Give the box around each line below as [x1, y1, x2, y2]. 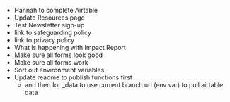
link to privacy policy [13, 36, 75, 44]
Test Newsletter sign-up [13, 21, 85, 29]
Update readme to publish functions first [13, 73, 132, 82]
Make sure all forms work [13, 58, 88, 66]
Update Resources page [13, 13, 85, 22]
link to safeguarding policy [13, 28, 92, 37]
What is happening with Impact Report [13, 44, 126, 51]
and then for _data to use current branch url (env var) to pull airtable [24, 81, 224, 89]
